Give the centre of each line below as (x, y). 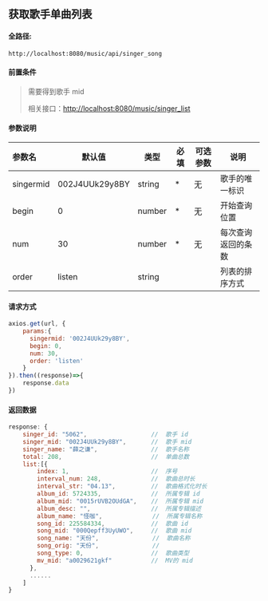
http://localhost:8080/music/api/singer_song (85, 53)
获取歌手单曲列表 (50, 14)
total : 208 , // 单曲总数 (106, 457)
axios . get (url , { (37, 324)
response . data (46, 383)
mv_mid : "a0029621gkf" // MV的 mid (115, 560)
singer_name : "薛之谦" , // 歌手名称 (106, 449)
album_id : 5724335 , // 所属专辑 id (119, 494)
